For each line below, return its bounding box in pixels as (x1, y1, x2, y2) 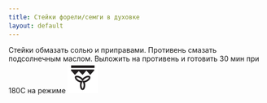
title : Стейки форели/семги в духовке (8, 13, 140, 21)
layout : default (8, 21, 63, 30)
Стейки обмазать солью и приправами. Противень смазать (8, 45, 217, 54)
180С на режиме (8, 85, 67, 95)
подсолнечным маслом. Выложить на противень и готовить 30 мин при (8, 54, 260, 63)
